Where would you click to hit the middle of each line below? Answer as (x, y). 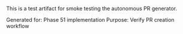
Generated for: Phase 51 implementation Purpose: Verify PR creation (90, 20)
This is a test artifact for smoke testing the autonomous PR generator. (92, 8)
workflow (18, 26)
